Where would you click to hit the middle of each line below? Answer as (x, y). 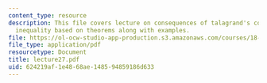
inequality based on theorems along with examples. (103, 30)
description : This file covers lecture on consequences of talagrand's (129, 23)
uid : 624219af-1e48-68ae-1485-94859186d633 (81, 67)
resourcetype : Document (48, 52)
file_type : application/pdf (55, 45)
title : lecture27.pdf (44, 60)
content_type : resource (48, 15)
